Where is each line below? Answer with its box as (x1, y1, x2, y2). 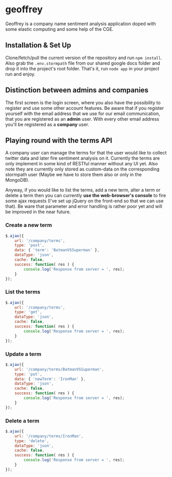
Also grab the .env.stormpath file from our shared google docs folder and (5, 60, 160, 66)
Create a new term (5, 222, 52, 229)
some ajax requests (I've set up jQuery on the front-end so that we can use (5, 198, 164, 204)
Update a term (5, 350, 42, 357)
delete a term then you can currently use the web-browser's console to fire (5, 193, 166, 199)
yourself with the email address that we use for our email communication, (5, 110, 160, 117)
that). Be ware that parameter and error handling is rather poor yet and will (5, 203, 162, 209)
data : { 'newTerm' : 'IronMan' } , (14, 376, 86, 381)
